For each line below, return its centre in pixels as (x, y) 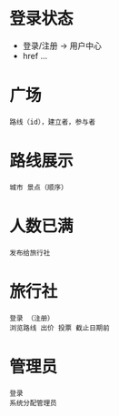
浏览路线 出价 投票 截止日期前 (60, 328)
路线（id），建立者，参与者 (53, 122)
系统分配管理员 (33, 403)
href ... (35, 56)
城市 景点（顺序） (39, 188)
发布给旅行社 (30, 253)
